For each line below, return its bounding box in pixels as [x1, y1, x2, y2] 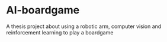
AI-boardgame [6, 3, 80, 17]
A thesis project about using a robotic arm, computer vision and [6, 23, 162, 30]
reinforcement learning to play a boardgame [6, 29, 114, 36]
